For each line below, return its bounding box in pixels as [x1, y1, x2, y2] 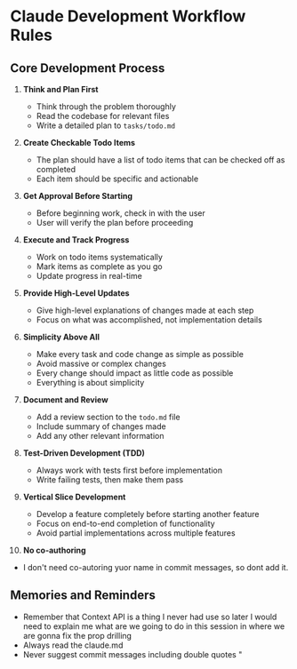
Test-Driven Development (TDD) [22, 448, 146, 458]
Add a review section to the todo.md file [36, 411, 181, 422]
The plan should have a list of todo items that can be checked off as [36, 155, 285, 165]
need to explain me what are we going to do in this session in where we [22, 620, 285, 632]
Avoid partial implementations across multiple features [36, 528, 236, 538]
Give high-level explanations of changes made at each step [36, 305, 254, 315]
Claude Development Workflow [10, 6, 246, 27]
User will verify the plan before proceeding [36, 218, 194, 227]
